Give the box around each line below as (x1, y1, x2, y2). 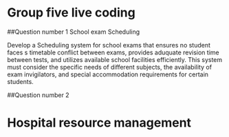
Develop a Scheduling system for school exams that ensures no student (7, 41, 211, 49)
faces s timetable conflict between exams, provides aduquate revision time (7, 48, 219, 56)
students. (7, 77, 34, 85)
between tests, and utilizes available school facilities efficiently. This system (7, 55, 223, 63)
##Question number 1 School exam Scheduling (7, 28, 140, 36)
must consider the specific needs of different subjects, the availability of (7, 63, 212, 71)
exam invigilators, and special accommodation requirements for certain (7, 70, 208, 78)
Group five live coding (7, 5, 135, 21)
